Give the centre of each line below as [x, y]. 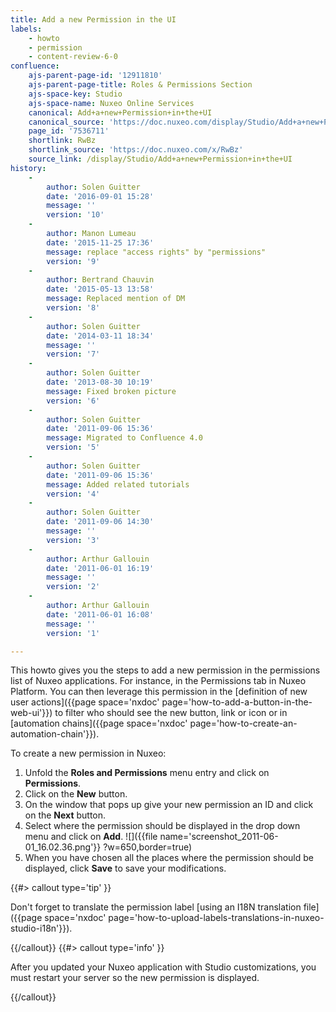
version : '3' [73, 540]
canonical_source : [66, 122]
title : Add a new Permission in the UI [93, 19]
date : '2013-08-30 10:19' [100, 382]
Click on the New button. [76, 794]
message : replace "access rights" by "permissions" [156, 252]
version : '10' [75, 215]
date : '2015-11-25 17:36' [100, 242]
